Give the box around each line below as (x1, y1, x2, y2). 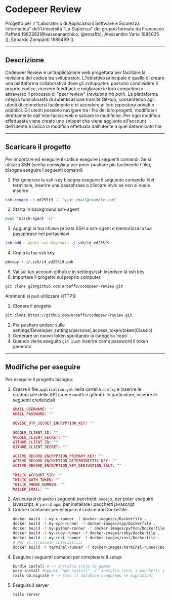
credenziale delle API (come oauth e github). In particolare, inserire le (12, 391, 157, 397)
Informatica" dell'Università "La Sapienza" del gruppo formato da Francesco (5, 25, 164, 31)
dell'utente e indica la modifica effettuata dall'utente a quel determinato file (5, 123, 162, 129)
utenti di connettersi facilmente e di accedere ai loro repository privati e (5, 101, 154, 107)
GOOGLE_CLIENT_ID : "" (12, 430, 58, 435)
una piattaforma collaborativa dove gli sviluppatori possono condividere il (5, 80, 158, 86)
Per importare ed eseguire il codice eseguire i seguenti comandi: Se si (5, 156, 151, 162)
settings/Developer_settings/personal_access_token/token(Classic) (12, 327, 153, 333)
